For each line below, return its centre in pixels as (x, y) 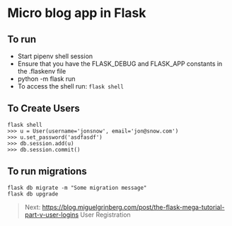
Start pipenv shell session (55, 56)
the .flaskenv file (42, 71)
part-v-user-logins (52, 215)
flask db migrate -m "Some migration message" (77, 188)
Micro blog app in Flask (77, 13)
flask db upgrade (33, 194)
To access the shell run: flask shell (70, 86)
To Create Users (43, 109)
